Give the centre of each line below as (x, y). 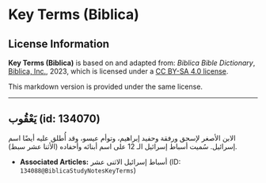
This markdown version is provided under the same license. (106, 86)
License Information (59, 44)
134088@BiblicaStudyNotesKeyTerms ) (78, 170)
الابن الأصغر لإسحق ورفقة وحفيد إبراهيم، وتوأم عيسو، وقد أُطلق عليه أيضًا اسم (122, 138)
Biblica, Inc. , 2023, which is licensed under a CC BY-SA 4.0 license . (118, 71)
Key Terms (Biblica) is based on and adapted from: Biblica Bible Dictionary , (132, 63)
